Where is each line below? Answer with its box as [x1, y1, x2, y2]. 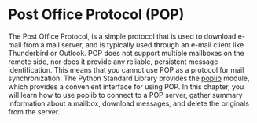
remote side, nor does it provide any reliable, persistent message [8, 57, 218, 66]
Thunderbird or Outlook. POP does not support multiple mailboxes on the [8, 48, 245, 58]
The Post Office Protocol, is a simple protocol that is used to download [8, 32, 237, 41]
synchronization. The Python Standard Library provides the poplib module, [8, 73, 250, 83]
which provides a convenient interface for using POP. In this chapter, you [8, 81, 244, 91]
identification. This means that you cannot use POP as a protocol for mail [8, 65, 244, 74]
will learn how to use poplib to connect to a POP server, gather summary [8, 90, 243, 99]
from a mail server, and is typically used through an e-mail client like [23, 39, 244, 49]
